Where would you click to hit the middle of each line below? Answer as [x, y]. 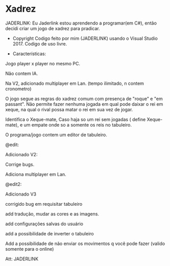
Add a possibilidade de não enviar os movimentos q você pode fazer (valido [85, 244]
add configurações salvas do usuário [44, 224]
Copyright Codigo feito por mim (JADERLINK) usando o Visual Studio [85, 38]
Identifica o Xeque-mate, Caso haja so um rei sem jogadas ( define [76, 119]
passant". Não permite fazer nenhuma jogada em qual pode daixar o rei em [84, 104]
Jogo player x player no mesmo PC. [43, 63]
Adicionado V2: [21, 154]
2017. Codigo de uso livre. [40, 43]
